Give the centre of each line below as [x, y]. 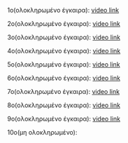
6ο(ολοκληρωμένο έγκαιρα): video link [64, 78]
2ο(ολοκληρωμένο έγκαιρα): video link [64, 23]
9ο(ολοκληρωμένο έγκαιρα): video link [64, 119]
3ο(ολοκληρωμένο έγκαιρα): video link [64, 37]
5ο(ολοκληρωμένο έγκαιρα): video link [64, 64]
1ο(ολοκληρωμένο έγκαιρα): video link [63, 10]
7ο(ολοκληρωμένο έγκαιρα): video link [64, 91]
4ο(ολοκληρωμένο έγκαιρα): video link [64, 51]
